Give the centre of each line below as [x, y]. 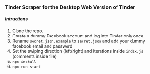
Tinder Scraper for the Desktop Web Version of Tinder [70, 7]
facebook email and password [42, 46]
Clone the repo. [28, 31]
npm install [24, 62]
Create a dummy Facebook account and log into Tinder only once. [78, 36]
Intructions [17, 19]
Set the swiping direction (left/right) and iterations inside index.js [78, 51]
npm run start [26, 67]
